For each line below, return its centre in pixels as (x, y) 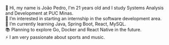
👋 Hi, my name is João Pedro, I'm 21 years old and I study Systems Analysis (84, 8)
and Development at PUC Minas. (39, 13)
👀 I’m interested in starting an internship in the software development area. (83, 18)
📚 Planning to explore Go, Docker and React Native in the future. (73, 30)
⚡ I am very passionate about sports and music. (55, 37)
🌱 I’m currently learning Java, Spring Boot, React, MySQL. (66, 24)
